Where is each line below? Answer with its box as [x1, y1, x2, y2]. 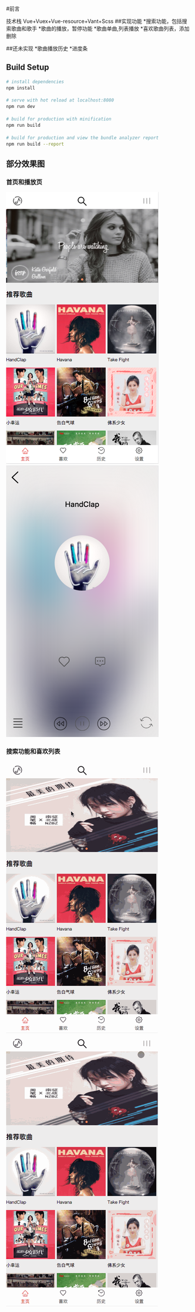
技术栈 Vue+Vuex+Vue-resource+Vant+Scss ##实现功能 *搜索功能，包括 [6, 18, 182, 25]
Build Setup [6, 63, 49, 73]
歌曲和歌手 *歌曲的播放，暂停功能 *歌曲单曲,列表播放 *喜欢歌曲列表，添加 [11, 25, 190, 32]
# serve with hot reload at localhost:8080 [6, 97, 115, 103]
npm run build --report [6, 141, 65, 147]
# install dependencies [6, 78, 65, 84]
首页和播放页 [6, 178, 43, 186]
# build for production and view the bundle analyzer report [6, 135, 159, 140]
